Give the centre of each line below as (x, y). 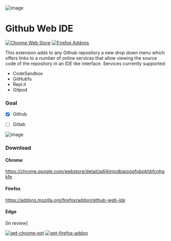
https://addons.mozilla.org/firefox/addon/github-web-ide (65, 200)
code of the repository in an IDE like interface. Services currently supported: (86, 63)
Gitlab (19, 124)
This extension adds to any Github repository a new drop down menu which (85, 52)
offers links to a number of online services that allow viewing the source (81, 58)
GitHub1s (22, 79)
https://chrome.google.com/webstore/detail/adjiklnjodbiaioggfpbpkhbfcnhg (85, 171)
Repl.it (19, 84)
